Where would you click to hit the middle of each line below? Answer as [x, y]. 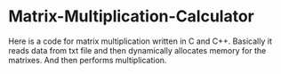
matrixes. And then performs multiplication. [88, 60]
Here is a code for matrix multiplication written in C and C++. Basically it [140, 41]
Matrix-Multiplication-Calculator [132, 16]
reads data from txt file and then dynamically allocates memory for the [137, 50]
